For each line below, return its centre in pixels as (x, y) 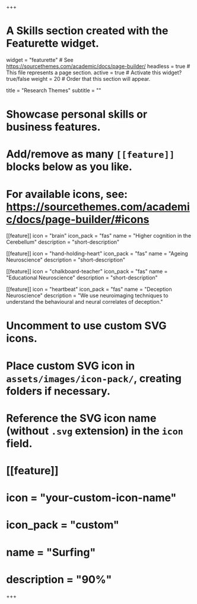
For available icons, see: (67, 194)
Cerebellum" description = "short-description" (63, 242)
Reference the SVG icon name (81, 418)
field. (19, 443)
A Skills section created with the (87, 31)
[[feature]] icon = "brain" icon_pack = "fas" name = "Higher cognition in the (99, 236)
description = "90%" (59, 579)
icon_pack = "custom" (63, 525)
